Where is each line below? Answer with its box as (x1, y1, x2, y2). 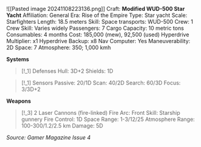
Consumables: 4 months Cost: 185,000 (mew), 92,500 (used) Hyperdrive (6, 31, 189, 38)
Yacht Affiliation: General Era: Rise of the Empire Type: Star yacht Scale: (6, 12, 188, 19)
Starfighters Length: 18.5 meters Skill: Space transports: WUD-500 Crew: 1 (6, 18, 194, 25)
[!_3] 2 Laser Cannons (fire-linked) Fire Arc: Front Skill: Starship (21, 109, 181, 116)
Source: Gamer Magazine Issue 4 (6, 134, 91, 141)
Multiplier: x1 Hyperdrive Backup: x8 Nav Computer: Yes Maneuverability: (6, 38, 191, 44)
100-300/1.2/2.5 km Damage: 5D (21, 122, 104, 129)
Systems (6, 56, 29, 63)
